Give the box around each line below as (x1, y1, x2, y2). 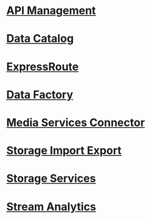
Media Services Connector (6, 116, 145, 129)
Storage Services (6, 172, 96, 185)
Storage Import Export (6, 144, 122, 158)
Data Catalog (6, 32, 74, 46)
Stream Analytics (6, 199, 97, 213)
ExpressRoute (6, 59, 79, 73)
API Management (6, 4, 96, 18)
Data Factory (6, 87, 73, 102)
